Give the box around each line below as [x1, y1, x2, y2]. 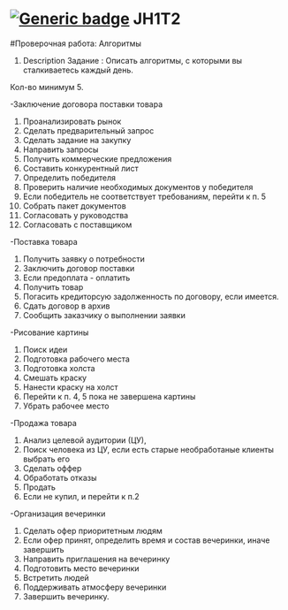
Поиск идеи [22, 344, 68, 355]
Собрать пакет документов [22, 200, 126, 211]
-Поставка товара [10, 236, 78, 247]
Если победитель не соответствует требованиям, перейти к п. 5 [22, 191, 267, 202]
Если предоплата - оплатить [22, 272, 131, 283]
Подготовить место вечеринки [22, 562, 140, 574]
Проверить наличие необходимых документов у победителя [22, 181, 254, 192]
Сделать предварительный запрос [22, 125, 155, 136]
